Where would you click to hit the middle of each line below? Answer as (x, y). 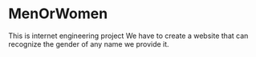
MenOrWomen (58, 14)
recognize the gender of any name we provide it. (89, 44)
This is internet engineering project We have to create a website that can (128, 36)
